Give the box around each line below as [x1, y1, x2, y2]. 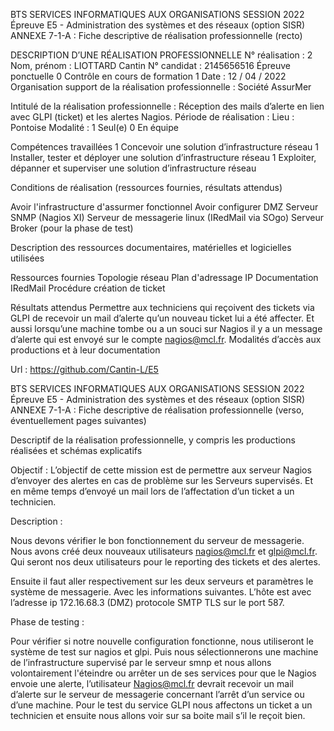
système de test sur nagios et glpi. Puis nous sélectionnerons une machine [10, 646, 319, 658]
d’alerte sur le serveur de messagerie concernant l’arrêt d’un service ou [10, 689, 305, 700]
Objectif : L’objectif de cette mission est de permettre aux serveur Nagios [10, 464, 312, 476]
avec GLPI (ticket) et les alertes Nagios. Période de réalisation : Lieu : [10, 111, 295, 123]
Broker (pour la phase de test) [10, 222, 134, 234]
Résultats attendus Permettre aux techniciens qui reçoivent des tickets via [10, 302, 315, 313]
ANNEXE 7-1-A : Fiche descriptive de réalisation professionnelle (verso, [10, 404, 305, 416]
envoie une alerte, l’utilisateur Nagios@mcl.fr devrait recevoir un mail [10, 678, 294, 689]
